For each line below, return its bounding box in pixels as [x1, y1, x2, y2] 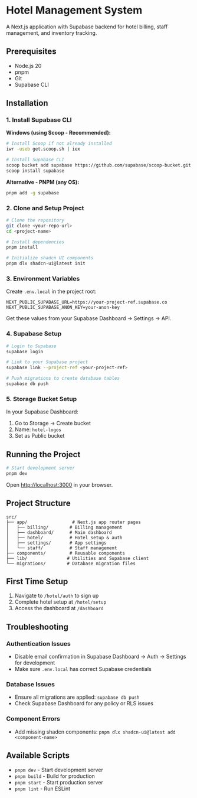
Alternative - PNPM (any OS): [6, 178, 80, 185]
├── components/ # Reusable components [6, 550, 126, 556]
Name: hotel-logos [14, 426, 62, 433]
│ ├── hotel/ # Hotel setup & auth [6, 535, 123, 540]
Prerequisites [6, 47, 57, 57]
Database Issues [6, 680, 55, 689]
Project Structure [6, 499, 71, 509]
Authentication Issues [6, 639, 71, 647]
